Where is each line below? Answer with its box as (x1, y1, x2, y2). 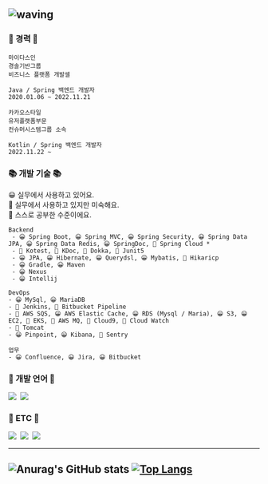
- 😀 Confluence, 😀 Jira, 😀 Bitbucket (8, 353, 142, 361)
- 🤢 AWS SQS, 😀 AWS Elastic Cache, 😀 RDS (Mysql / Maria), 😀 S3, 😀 (8, 309, 248, 318)
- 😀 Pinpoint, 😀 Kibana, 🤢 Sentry (8, 331, 128, 339)
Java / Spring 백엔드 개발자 (8, 85, 96, 94)
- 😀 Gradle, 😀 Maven (11, 260, 85, 268)
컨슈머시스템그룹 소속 (8, 125, 67, 133)
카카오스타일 (8, 109, 41, 117)
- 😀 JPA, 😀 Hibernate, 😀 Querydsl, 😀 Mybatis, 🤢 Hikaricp (11, 253, 219, 262)
